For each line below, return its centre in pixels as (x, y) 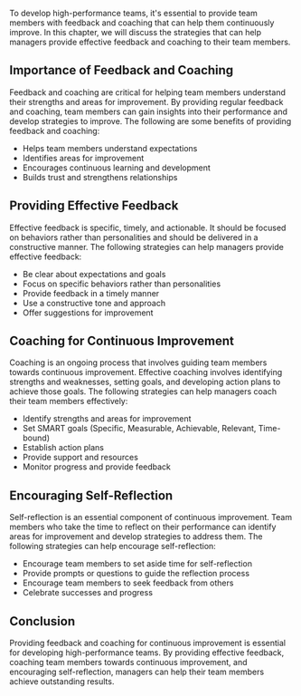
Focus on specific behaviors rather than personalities (122, 284)
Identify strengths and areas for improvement (107, 419)
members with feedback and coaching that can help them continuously (142, 23)
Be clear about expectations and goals (94, 274)
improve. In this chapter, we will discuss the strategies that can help (136, 32)
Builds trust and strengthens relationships (100, 177)
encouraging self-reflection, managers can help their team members (137, 672)
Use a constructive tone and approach (94, 303)
